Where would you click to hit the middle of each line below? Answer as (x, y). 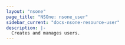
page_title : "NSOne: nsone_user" (47, 17)
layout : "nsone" (26, 11)
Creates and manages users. (46, 33)
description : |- (26, 28)
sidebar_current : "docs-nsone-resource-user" (63, 22)
